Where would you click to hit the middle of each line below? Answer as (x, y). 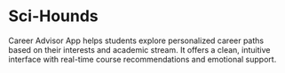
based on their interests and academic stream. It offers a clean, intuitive (139, 49)
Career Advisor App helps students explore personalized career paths (136, 40)
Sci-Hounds (53, 16)
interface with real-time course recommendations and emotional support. (142, 59)
